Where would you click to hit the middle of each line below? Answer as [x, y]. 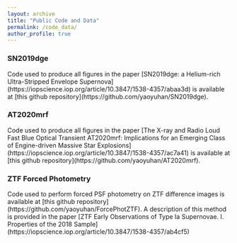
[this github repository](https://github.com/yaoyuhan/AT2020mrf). [104, 160]
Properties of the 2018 [40, 225]
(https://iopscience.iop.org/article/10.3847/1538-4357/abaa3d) [99, 89]
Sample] [86, 225]
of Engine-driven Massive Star [52, 145]
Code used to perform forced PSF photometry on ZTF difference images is [116, 194]
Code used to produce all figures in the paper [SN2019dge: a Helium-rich [114, 74]
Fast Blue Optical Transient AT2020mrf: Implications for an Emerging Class [116, 137]
